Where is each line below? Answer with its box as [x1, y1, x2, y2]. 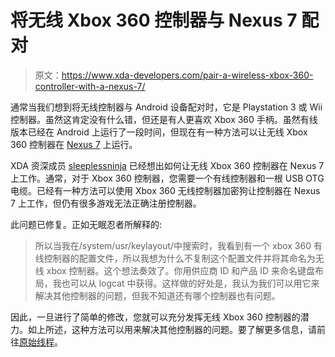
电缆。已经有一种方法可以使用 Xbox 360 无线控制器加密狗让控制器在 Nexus [10, 184, 321, 196]
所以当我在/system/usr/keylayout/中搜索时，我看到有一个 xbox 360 [34, 239, 312, 251]
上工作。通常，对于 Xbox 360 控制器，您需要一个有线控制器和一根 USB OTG [10, 172, 325, 184]
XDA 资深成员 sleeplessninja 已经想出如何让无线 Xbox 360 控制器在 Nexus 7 [10, 159, 325, 171]
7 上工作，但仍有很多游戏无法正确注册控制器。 [10, 197, 202, 209]
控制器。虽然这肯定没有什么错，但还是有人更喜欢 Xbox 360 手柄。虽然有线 [10, 113, 318, 125]
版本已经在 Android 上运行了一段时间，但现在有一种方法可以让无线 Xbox [10, 126, 308, 138]
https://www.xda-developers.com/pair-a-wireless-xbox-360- [61, 69, 314, 81]
